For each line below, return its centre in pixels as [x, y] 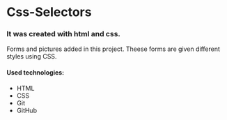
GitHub [27, 110]
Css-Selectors [49, 12]
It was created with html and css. [64, 34]
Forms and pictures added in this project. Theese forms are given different [113, 49]
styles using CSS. [32, 57]
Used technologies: [36, 73]
